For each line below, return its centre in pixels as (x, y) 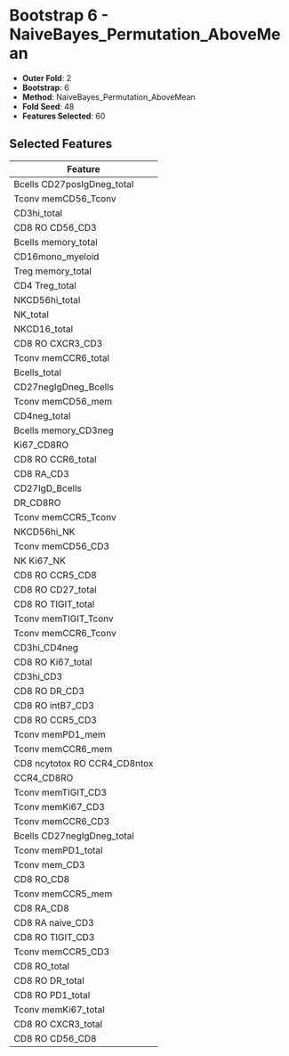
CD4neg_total (42, 415)
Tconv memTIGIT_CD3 (60, 792)
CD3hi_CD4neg (46, 647)
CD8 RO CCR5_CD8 (56, 575)
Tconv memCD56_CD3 (61, 546)
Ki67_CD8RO (41, 445)
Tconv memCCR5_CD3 (61, 952)
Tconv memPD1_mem (60, 734)
